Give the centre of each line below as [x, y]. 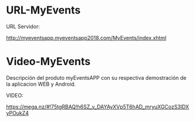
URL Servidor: [23, 26]
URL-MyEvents [43, 10]
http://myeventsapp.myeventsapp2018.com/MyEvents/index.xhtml [86, 38]
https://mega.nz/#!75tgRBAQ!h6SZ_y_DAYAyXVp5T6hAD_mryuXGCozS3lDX [97, 107]
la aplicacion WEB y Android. [41, 84]
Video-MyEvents [48, 62]
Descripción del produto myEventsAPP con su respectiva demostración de [96, 77]
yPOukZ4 [18, 113]
